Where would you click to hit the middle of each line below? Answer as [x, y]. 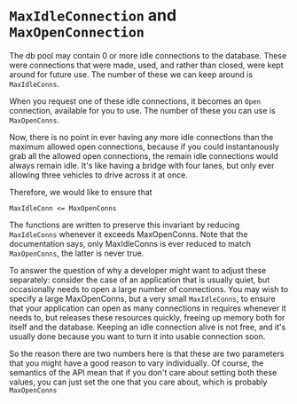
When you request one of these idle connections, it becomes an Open [135, 101]
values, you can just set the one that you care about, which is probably [138, 382]
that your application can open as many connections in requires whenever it [148, 308]
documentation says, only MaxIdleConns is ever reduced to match [130, 243]
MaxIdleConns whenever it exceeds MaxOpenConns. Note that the [129, 234]
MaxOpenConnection [77, 32]
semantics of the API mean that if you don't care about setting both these [143, 372]
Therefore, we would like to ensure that [81, 192]
